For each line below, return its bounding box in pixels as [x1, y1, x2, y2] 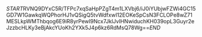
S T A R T [6, 5, 23, 12]
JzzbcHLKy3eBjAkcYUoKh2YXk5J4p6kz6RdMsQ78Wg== [6, 24, 150, 31]
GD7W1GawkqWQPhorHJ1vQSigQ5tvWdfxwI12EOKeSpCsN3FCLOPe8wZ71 [6, 11, 192, 18]
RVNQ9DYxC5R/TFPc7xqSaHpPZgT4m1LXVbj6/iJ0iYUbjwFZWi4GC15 [23, 5, 196, 12]
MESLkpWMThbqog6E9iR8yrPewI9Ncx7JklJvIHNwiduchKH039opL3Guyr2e [6, 18, 195, 24]
